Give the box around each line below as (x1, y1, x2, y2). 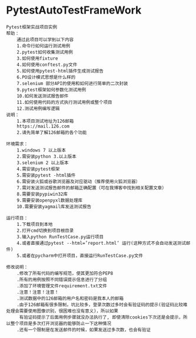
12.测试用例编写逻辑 (16, 106, 60, 111)
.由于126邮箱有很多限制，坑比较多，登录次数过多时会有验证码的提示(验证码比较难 (16, 301, 188, 307)
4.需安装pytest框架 (16, 166, 60, 172)
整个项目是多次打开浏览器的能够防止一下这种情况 (10, 320, 112, 326)
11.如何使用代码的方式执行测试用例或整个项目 (16, 99, 112, 105)
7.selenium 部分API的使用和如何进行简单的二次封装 (16, 80, 128, 86)
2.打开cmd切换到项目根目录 (16, 228, 74, 234)
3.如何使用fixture (16, 55, 58, 61)
